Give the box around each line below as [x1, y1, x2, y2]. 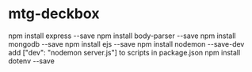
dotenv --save [8, 56, 55, 66]
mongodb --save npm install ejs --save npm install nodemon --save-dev [8, 39, 245, 48]
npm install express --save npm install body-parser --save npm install [8, 31, 236, 40]
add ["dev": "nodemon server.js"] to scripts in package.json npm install [8, 47, 241, 57]
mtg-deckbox [8, 5, 100, 23]
